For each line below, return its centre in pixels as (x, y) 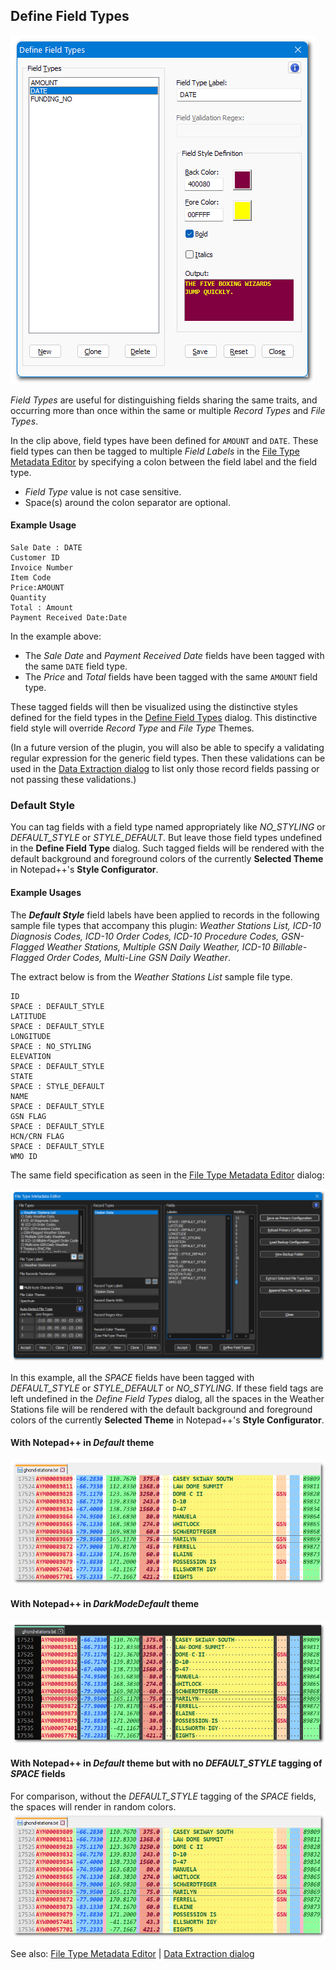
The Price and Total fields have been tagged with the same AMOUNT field (171, 677)
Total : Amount (42, 608)
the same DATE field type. (76, 666)
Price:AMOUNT (37, 588)
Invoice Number (42, 568)
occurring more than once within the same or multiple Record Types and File (168, 410)
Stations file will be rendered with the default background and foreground (161, 1409)
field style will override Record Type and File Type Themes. (132, 728)
